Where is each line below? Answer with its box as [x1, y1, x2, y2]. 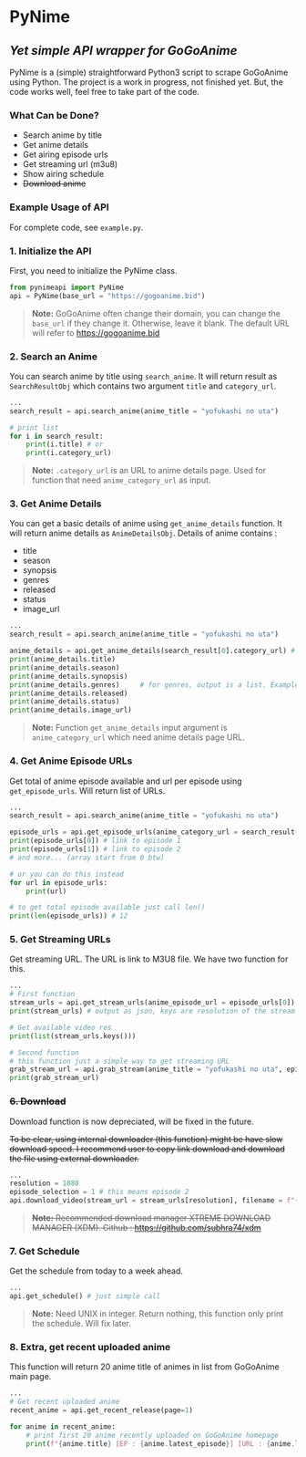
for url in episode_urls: [9, 878, 107, 887]
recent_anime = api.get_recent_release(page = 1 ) [9, 1406, 194, 1415]
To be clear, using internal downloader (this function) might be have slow [9, 1133, 283, 1144]
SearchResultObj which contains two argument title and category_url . [9, 380, 277, 391]
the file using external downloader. [9, 1152, 139, 1164]
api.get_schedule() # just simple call [9, 1292, 161, 1301]
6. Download [9, 1095, 66, 1108]
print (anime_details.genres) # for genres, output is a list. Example [9, 680, 300, 690]
